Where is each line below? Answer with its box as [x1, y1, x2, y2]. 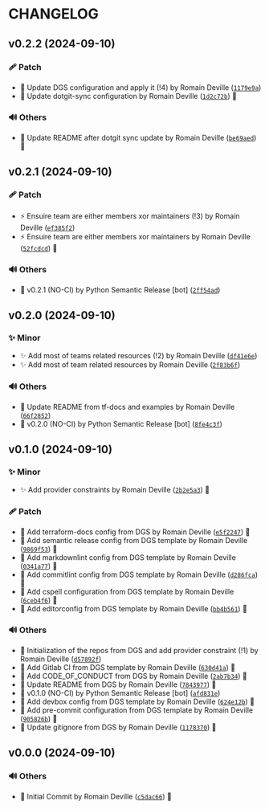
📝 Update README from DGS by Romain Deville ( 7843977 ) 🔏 [19, 680, 217, 689]
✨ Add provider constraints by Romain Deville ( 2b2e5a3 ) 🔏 [19, 484, 210, 494]
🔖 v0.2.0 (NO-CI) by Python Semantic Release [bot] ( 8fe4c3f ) [19, 419, 223, 429]
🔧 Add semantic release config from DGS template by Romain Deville [19, 536, 248, 545]
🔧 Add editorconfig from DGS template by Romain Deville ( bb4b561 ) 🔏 [19, 604, 247, 614]
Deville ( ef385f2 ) [19, 223, 75, 232]
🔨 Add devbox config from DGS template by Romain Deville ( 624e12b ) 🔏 [19, 697, 255, 707]
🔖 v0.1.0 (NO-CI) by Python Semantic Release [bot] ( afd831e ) [19, 688, 221, 698]
